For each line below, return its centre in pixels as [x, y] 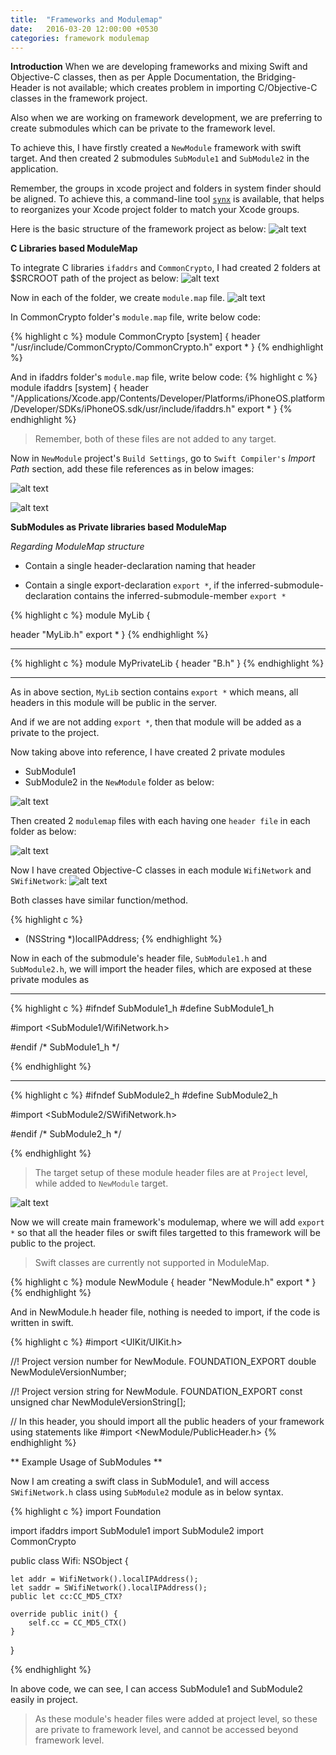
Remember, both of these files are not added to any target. [155, 439]
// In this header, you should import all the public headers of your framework [167, 1422]
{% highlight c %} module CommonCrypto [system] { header [135, 337]
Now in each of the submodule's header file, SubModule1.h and [139, 958]
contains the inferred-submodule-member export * [180, 596]
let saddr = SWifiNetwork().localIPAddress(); [109, 1588]
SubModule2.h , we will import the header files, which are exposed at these [161, 969]
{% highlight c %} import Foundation [86, 1512]
